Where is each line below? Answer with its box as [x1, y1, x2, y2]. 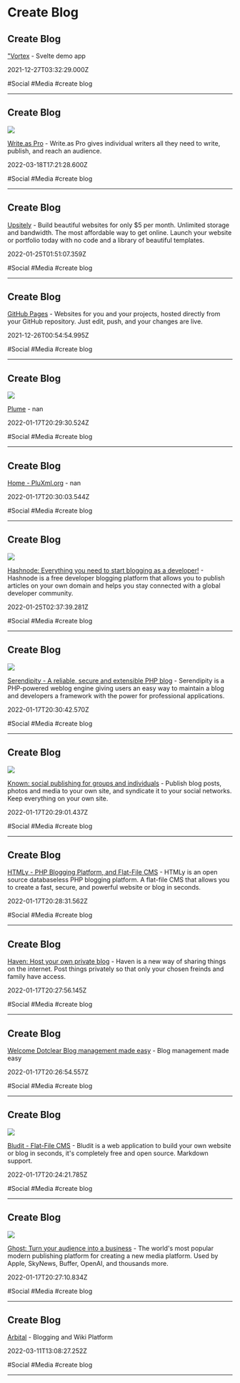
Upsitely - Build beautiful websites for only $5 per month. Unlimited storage [7, 221, 230, 229]
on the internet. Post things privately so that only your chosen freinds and [7, 965, 224, 973]
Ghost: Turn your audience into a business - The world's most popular [7, 1244, 214, 1252]
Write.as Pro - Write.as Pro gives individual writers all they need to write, [7, 139, 221, 147]
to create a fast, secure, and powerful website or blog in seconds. [7, 883, 201, 892]
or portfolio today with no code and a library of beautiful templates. [7, 236, 205, 244]
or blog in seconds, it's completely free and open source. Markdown [7, 1149, 209, 1157]
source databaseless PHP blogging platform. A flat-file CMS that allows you [7, 875, 230, 884]
